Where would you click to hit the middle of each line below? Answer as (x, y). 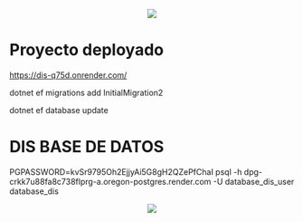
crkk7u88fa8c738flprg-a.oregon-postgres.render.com (110, 181)
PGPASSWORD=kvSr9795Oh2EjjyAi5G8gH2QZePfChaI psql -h (126, 171)
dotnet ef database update (59, 110)
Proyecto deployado (87, 50)
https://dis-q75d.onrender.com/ (68, 75)
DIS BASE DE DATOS (87, 147)
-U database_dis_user (254, 181)
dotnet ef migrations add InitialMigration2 (86, 92)
